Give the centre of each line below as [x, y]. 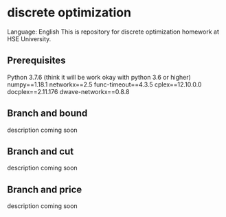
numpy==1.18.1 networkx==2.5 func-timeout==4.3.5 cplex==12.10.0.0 [104, 84]
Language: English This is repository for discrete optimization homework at [113, 32]
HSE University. [29, 38]
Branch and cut [41, 151]
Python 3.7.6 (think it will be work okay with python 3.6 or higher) [99, 77]
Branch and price [45, 189]
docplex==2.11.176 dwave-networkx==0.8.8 [68, 91]
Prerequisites [36, 61]
